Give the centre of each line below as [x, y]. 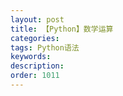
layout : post [37, 19]
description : [37, 66]
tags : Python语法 [45, 47]
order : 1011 [35, 76]
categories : [35, 38]
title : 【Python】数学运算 [62, 29]
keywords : [31, 57]
